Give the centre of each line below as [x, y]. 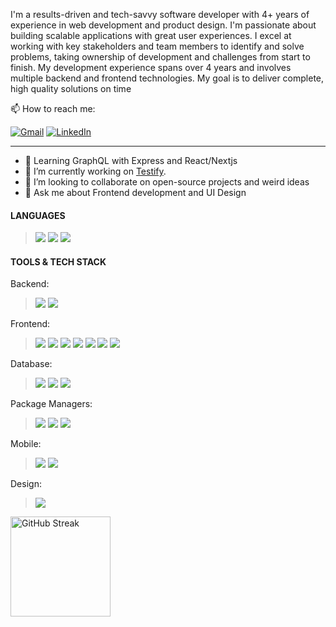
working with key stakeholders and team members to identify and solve [157, 46]
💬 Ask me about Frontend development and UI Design [135, 192]
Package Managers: [51, 404]
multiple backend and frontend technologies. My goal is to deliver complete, [167, 78]
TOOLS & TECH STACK [58, 261]
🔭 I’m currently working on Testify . [95, 171]
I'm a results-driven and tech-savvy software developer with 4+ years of [160, 14]
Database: [31, 364]
